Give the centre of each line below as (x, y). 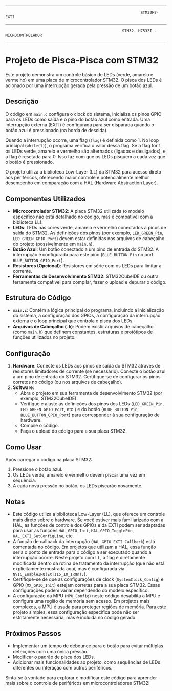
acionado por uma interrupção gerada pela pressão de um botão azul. (79, 85)
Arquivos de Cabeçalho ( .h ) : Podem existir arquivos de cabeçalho (83, 327)
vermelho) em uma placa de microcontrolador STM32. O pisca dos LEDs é (84, 80)
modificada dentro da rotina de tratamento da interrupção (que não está (89, 563)
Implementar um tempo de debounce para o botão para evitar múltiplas (88, 646)
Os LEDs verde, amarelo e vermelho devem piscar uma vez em (79, 475)
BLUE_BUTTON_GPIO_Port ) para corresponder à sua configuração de (90, 415)
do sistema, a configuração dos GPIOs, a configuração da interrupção (87, 316)
